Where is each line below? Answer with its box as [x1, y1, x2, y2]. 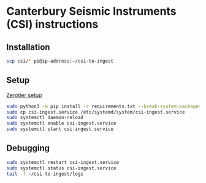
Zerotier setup [6, 91, 42, 99]
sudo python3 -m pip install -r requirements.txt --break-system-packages [6, 103, 202, 109]
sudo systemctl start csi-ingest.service [6, 126, 114, 133]
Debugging [6, 143, 50, 154]
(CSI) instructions [6, 17, 99, 31]
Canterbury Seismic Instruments [6, 4, 177, 18]
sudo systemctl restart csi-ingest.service [6, 159, 120, 165]
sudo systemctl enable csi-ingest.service [6, 120, 116, 127]
